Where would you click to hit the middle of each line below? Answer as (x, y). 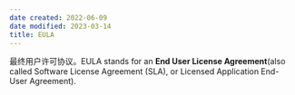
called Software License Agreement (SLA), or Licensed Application (134, 71)
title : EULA (32, 34)
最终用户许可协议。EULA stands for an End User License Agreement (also (147, 62)
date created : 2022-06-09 (58, 18)
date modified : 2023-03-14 (60, 26)
